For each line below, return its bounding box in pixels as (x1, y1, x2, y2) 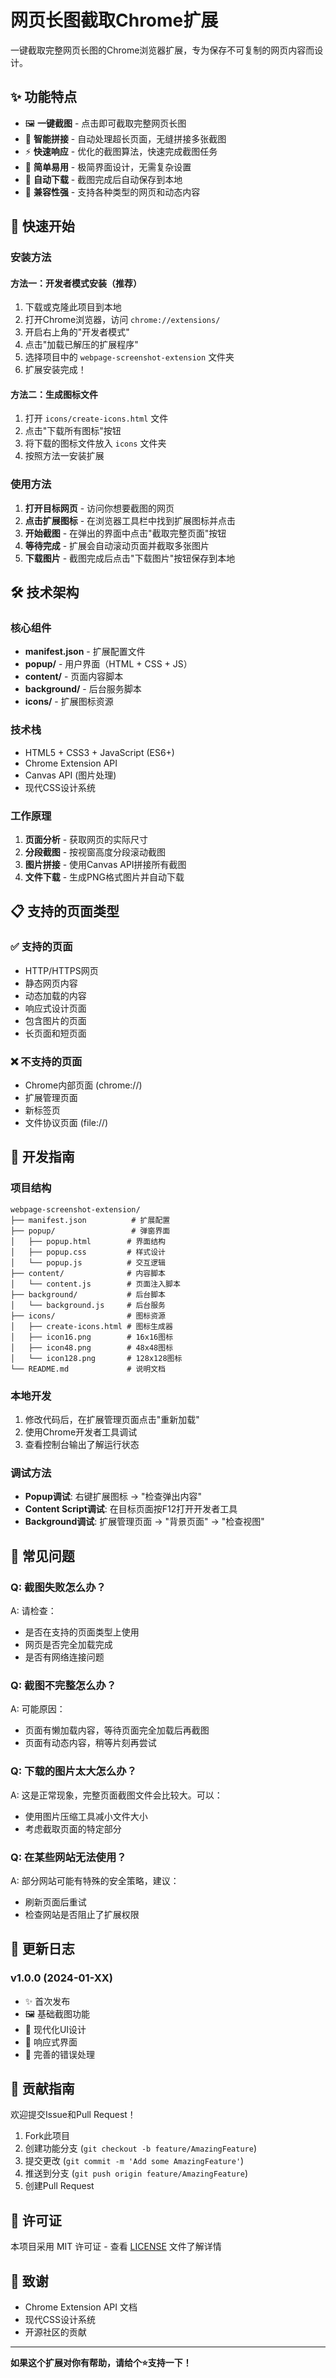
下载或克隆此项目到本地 (24, 301, 122, 313)
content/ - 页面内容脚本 (24, 671, 124, 683)
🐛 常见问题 (10, 1547, 75, 1565)
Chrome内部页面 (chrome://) (24, 1079, 143, 1091)
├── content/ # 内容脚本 (10, 1268, 167, 1278)
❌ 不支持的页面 (10, 1054, 83, 1068)
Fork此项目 (24, 2130, 71, 2142)
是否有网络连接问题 (24, 1651, 105, 1663)
